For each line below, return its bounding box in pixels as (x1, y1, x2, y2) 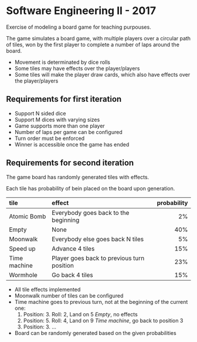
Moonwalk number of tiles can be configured (14, 292, 124, 299)
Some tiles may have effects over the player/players (14, 64, 140, 71)
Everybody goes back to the (52, 208, 130, 217)
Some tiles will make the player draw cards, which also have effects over (14, 71, 191, 78)
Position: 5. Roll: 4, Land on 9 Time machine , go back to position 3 (23, 317, 184, 324)
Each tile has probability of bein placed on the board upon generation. (6, 184, 175, 191)
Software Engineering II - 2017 (6, 4, 157, 18)
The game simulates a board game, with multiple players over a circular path (6, 35, 191, 42)
